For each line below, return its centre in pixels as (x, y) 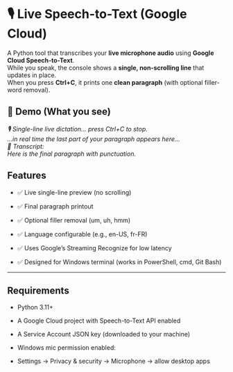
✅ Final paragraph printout (55, 206)
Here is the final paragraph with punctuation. (72, 154)
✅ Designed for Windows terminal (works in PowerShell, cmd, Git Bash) (119, 261)
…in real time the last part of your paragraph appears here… (94, 139)
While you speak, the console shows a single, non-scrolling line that (106, 67)
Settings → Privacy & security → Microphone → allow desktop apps (113, 361)
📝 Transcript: (26, 146)
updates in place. (32, 75)
